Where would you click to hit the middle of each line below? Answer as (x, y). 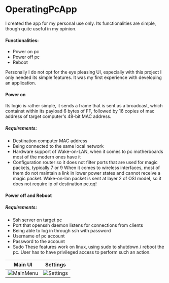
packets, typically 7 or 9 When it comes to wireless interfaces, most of (86, 168)
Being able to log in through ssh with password (62, 230)
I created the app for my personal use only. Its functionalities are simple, (81, 23)
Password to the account (39, 241)
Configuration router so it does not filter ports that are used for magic (85, 163)
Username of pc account (39, 236)
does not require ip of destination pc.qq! (55, 184)
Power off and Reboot (29, 195)
